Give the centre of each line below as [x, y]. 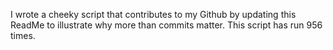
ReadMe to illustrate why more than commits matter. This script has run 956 [166, 25]
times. [23, 35]
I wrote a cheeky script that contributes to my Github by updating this [153, 14]
